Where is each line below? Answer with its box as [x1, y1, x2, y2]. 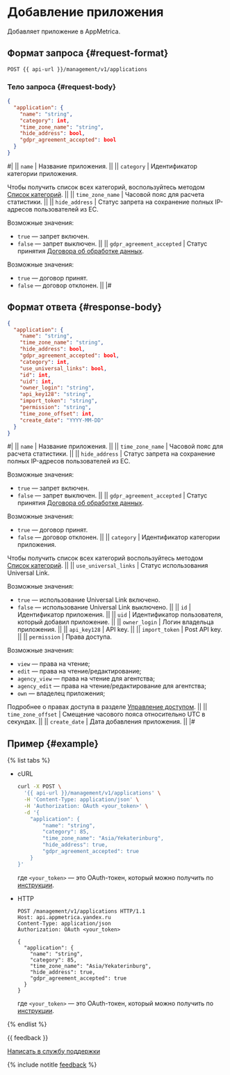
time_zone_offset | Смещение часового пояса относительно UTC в [7, 710, 206, 719]
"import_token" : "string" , [19, 397, 98, 404]
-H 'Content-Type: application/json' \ [24, 796, 140, 804]
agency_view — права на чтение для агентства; [17, 674, 155, 683]
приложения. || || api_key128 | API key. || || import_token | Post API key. [17, 626, 222, 634]
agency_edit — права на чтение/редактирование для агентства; [17, 682, 206, 690]
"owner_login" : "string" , [19, 384, 95, 392]
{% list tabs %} [7, 756, 51, 765]
